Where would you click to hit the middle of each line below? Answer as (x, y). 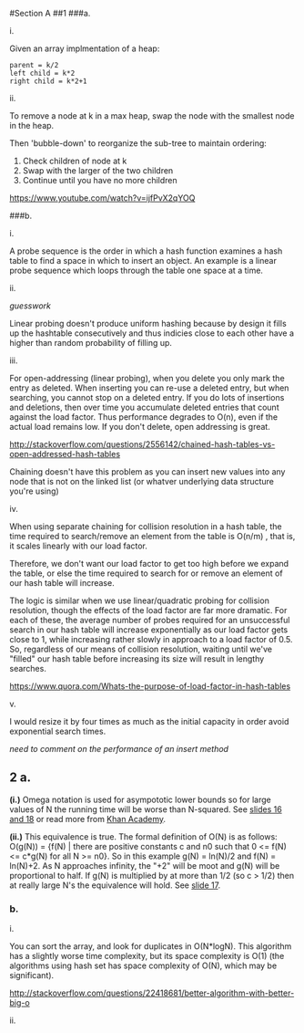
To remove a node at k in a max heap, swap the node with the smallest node (152, 116)
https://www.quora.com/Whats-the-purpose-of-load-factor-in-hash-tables (150, 686)
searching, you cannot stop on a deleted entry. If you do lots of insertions (147, 397)
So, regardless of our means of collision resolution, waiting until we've (141, 649)
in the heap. (32, 125)
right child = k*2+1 (49, 81)
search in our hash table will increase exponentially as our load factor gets (149, 630)
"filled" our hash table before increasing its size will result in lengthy (137, 659)
